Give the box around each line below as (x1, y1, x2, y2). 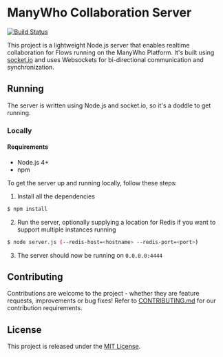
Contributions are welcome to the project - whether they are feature (7, 289, 200, 298)
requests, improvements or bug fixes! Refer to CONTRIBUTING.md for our (7, 296, 217, 305)
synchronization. (7, 63, 55, 71)
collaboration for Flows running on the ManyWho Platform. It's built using (7, 48, 215, 57)
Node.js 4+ (17, 158, 50, 166)
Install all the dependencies (17, 192, 95, 201)
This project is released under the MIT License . (7, 343, 141, 351)
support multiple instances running (17, 225, 116, 234)
